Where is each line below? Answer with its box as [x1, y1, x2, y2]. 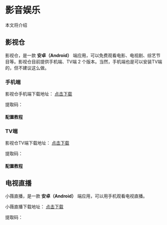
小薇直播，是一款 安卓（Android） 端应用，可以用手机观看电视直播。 [5, 193, 147, 199]
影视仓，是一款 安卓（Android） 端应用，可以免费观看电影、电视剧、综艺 [5, 52, 156, 58]
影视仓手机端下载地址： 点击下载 [5, 91, 72, 97]
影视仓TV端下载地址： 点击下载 [5, 139, 69, 145]
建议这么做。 [22, 64, 49, 70]
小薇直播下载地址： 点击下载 [5, 203, 63, 210]
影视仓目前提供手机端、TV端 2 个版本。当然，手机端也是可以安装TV [18, 58, 158, 64]
